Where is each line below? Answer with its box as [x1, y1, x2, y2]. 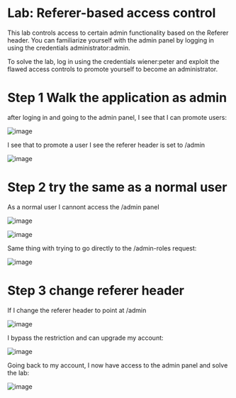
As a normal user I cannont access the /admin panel [7, 202, 159, 211]
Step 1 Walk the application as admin [7, 90, 227, 106]
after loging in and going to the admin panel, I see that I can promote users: [7, 113, 227, 121]
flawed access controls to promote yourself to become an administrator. [7, 65, 218, 73]
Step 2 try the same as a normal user [7, 179, 227, 196]
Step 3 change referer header [7, 282, 184, 299]
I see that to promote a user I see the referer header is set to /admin [7, 140, 206, 149]
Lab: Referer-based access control [7, 5, 216, 21]
